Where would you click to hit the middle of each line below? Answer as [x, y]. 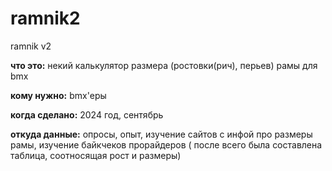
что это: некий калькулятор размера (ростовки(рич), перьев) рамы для [164, 65]
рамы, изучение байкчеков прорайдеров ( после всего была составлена [166, 144]
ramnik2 [45, 18]
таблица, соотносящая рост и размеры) [96, 155]
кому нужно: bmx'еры [58, 95]
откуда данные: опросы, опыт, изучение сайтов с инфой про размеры [161, 134]
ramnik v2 [31, 46]
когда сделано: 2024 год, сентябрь [87, 114]
